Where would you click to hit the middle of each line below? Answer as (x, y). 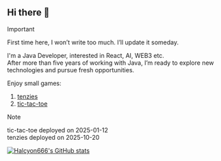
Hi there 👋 (28, 13)
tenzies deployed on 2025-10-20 (53, 137)
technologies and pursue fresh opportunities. (71, 70)
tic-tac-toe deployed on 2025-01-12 (57, 130)
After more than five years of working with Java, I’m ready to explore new (110, 63)
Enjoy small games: (34, 83)
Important (21, 29)
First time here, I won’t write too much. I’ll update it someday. (93, 42)
